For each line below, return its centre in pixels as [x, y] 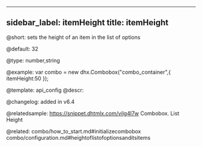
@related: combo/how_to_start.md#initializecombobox [74, 131]
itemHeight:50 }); [28, 78]
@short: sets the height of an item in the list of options [73, 37]
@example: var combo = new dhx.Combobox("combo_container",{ [89, 72]
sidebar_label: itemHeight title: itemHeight [87, 22]
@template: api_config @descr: [45, 90]
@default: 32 [22, 49]
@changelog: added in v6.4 [41, 101]
